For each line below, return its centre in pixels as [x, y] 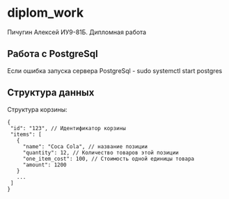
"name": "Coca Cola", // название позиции [85, 146]
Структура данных [51, 93]
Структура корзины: [37, 109]
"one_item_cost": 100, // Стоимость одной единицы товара [109, 159]
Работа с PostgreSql [53, 54]
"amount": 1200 [45, 165]
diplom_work [46, 13]
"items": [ [26, 134]
